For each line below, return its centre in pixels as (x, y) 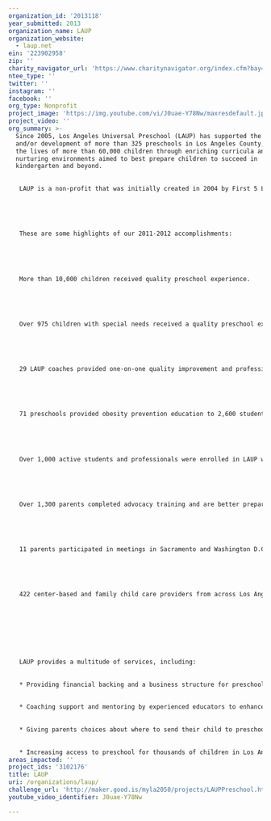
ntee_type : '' (32, 76)
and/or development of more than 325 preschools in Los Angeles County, (140, 143)
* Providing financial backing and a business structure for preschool (142, 684)
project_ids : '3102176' (48, 767)
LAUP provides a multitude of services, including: (108, 662)
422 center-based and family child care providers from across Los (135, 595)
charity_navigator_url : (48, 69)
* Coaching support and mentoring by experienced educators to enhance (142, 707)
